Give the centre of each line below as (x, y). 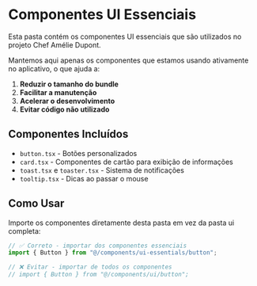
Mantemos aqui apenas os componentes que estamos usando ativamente (128, 60)
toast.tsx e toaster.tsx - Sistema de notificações (102, 170)
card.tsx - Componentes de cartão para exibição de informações (126, 162)
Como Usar (36, 204)
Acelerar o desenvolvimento (67, 101)
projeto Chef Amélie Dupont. (55, 44)
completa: (25, 231)
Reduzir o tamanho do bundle (69, 84)
